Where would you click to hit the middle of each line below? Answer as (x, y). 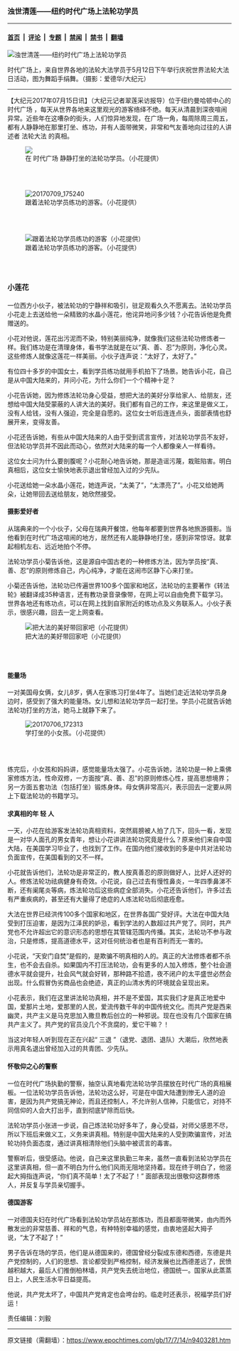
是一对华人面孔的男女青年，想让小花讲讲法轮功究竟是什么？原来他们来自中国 (119, 839)
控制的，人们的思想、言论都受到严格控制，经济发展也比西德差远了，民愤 (126, 1261)
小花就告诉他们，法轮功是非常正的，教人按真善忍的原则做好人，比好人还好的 (119, 872)
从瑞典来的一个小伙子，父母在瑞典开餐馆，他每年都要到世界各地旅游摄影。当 (119, 529)
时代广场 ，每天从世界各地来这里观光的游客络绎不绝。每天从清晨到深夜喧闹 (117, 109)
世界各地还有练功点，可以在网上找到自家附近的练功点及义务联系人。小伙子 (116, 603)
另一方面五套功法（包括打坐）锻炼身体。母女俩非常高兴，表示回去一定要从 (116, 787)
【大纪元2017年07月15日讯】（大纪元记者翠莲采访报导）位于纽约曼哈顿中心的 (119, 100)
